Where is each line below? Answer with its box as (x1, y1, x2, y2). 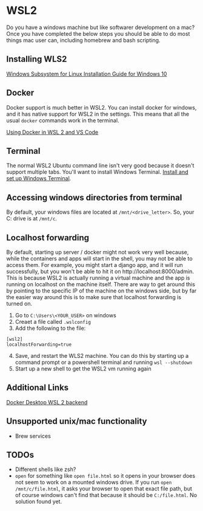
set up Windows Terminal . (6, 175, 72, 182)
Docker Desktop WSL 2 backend (6, 398, 88, 406)
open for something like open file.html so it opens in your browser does (15, 472, 196, 480)
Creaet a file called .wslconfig (15, 318, 91, 325)
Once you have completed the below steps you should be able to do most (6, 30, 190, 37)
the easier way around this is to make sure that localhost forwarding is (6, 294, 182, 300)
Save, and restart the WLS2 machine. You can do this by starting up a (15, 352, 189, 359)
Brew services (15, 432, 52, 440)
